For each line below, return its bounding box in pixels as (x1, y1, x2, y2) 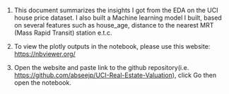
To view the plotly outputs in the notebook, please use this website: (13, 42, 211, 50)
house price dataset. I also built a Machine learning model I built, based (13, 13, 223, 22)
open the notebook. (13, 78, 72, 87)
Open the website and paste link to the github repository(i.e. (13, 64, 189, 71)
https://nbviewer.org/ (13, 49, 76, 58)
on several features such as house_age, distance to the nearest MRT (13, 21, 214, 29)
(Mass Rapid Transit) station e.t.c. (13, 28, 112, 37)
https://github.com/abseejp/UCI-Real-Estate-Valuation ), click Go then (13, 71, 217, 79)
